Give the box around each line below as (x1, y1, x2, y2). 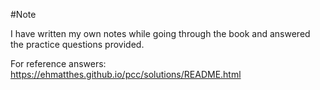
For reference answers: (10, 58, 107, 69)
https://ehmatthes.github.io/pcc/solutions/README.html (10, 69, 242, 80)
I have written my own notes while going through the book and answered (10, 28, 311, 39)
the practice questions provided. (10, 39, 145, 50)
